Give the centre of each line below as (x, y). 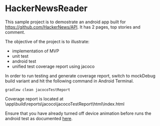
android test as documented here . (39, 118)
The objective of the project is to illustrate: (47, 41)
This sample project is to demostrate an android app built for (65, 22)
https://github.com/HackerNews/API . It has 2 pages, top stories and (73, 27)
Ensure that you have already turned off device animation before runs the (78, 113)
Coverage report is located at (34, 99)
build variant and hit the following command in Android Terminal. (70, 81)
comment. (15, 32)
